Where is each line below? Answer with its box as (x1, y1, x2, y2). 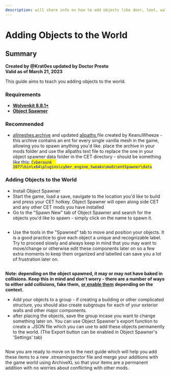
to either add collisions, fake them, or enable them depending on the (5, 281, 153, 287)
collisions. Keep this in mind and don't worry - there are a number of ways (5, 275, 165, 282)
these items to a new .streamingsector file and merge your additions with (5, 354, 158, 360)
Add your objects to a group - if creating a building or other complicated (12, 296, 164, 302)
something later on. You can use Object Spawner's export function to (12, 318, 158, 324)
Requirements (5, 91, 41, 98)
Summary (5, 49, 37, 58)
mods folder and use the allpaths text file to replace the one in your (12, 148, 154, 154)
